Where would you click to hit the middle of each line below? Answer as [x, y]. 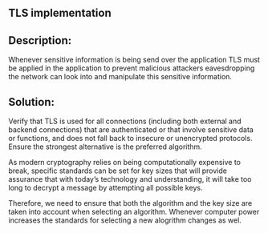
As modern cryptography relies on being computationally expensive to [124, 163]
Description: [40, 40]
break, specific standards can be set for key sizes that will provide [118, 171]
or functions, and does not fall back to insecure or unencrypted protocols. [130, 139]
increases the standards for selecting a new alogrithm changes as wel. [125, 220]
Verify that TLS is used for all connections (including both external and [125, 121]
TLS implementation [60, 13]
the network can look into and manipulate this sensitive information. [120, 77]
